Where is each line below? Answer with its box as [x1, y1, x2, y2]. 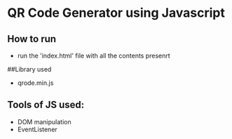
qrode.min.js [17, 79, 54, 87]
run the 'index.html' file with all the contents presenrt [17, 51, 170, 60]
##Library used [7, 65, 52, 73]
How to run [7, 33, 57, 45]
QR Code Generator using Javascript [7, 5, 226, 21]
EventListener [17, 125, 57, 133]
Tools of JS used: [7, 99, 85, 111]
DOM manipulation [17, 117, 71, 126]
